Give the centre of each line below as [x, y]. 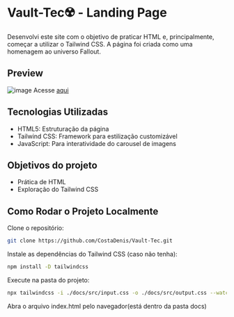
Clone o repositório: [36, 228]
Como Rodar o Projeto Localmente [83, 211]
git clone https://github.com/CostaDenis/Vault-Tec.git [90, 241]
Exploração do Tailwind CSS [58, 189]
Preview [25, 73]
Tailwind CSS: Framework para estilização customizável [97, 136]
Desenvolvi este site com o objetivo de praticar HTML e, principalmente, [111, 36]
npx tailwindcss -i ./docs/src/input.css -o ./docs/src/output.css [107, 293]
